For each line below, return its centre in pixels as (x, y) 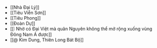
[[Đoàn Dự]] (23, 23)
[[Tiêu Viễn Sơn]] (28, 13)
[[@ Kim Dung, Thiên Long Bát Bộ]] (47, 40)
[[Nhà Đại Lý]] (25, 7)
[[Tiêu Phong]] (25, 18)
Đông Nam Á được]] (31, 34)
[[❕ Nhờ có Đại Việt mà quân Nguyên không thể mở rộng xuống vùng (81, 29)
